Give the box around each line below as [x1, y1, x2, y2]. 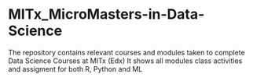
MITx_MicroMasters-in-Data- [8, 5, 205, 23]
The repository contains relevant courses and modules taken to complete [8, 48, 245, 57]
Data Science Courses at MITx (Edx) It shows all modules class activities [8, 56, 243, 65]
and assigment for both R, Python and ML [8, 64, 143, 73]
